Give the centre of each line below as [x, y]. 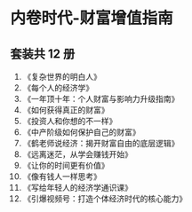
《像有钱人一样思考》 [62, 177]
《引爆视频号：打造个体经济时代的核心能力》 [105, 199]
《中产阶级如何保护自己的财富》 [81, 132]
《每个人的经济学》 [58, 88]
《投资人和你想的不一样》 [70, 121]
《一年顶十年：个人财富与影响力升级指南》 [101, 99]
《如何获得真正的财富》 [66, 110]
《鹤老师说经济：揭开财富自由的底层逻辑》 [101, 143]
